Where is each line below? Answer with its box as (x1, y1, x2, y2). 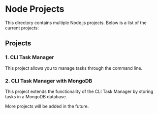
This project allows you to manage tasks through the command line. (5, 65, 143, 71)
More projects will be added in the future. (5, 103, 89, 109)
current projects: (5, 25, 39, 30)
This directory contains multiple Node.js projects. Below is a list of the (5, 20, 147, 26)
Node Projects (5, 3, 64, 15)
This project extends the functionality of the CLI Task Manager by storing (5, 88, 154, 94)
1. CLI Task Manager (5, 54, 54, 61)
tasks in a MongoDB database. (5, 93, 67, 99)
